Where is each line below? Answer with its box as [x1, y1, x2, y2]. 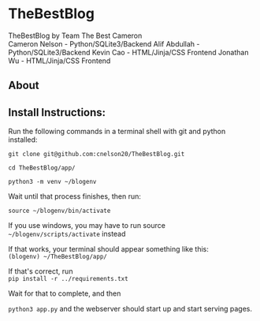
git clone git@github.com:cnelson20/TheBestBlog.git [8, 151, 185, 159]
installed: [8, 135, 38, 144]
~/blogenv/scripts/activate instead [8, 230, 126, 239]
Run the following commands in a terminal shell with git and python [8, 127, 226, 136]
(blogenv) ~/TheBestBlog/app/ [8, 253, 108, 261]
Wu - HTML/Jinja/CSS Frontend [8, 56, 111, 65]
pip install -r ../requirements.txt [8, 275, 128, 283]
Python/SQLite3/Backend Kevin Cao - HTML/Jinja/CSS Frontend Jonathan [8, 47, 249, 57]
